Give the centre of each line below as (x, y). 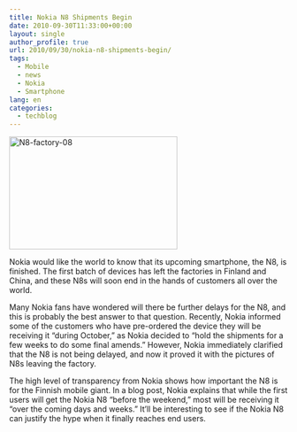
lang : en (25, 100)
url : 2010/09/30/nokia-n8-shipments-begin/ (91, 50)
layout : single (37, 34)
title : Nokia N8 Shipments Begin (71, 17)
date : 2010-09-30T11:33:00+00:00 (71, 26)
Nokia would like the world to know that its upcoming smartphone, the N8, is (148, 262)
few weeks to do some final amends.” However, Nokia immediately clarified (146, 345)
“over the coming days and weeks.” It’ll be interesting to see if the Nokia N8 (147, 409)
